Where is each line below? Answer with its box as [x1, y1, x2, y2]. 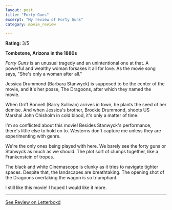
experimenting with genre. [5, 133, 61, 139]
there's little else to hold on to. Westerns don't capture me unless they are [5, 128, 161, 134]
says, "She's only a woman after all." [5, 71, 82, 77]
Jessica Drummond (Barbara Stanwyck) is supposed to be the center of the [5, 81, 165, 87]
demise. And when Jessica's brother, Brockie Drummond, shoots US [5, 107, 150, 113]
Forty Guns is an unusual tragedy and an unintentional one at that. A [5, 60, 149, 66]
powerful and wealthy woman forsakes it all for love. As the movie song [5, 65, 156, 72]
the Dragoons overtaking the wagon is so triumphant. [5, 175, 118, 181]
